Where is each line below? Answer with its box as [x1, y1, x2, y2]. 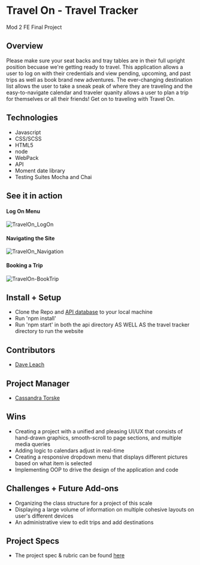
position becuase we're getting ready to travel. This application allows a [6, 63, 184, 70]
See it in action [6, 191, 63, 201]
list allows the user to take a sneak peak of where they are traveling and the [6, 82, 193, 90]
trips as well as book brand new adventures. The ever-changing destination [6, 76, 193, 83]
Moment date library [14, 166, 65, 174]
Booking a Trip [6, 261, 43, 269]
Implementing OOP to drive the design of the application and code [14, 466, 178, 473]
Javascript [14, 129, 41, 136]
